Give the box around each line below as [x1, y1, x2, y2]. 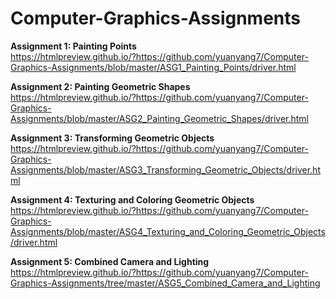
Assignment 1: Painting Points [10, 40, 137, 52]
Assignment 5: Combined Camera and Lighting [10, 255, 210, 267]
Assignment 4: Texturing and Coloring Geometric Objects [10, 193, 255, 206]
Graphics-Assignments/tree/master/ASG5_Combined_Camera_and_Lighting [10, 277, 321, 289]
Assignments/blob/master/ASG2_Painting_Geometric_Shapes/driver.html [10, 112, 310, 124]
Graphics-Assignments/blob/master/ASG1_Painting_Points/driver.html [10, 61, 297, 73]
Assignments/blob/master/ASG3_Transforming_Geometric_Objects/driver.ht [10, 163, 321, 176]
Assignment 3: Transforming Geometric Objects [10, 132, 215, 144]
